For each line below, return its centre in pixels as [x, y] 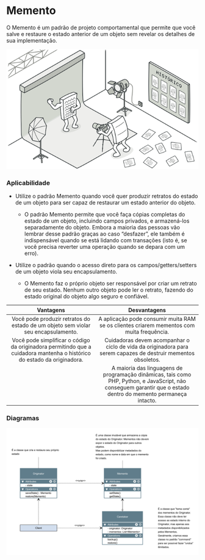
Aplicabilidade [28, 182]
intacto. [147, 401]
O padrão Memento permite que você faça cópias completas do [105, 215]
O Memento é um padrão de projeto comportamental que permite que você [101, 27]
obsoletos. [147, 360]
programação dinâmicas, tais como [147, 375]
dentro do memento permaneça [147, 394]
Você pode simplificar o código [51, 340]
